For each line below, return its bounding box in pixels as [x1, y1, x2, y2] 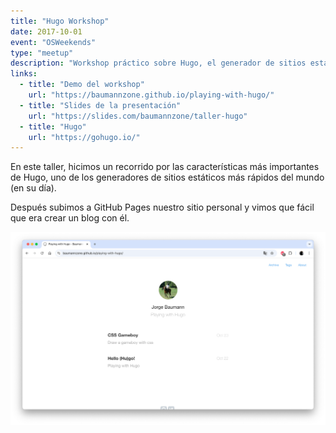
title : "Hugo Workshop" [10, 16, 110, 26]
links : [10, 69, 38, 79]
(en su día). [10, 182, 57, 194]
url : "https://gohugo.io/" [28, 132, 141, 142]
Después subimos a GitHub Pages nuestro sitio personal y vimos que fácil [10, 201, 315, 214]
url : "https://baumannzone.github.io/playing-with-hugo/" [28, 90, 275, 100]
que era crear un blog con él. [10, 212, 130, 224]
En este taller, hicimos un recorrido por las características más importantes [10, 161, 320, 173]
